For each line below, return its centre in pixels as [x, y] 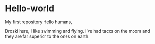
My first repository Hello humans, [39, 22]
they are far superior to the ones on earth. [47, 36]
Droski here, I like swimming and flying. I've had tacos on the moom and [77, 31]
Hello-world [30, 8]
